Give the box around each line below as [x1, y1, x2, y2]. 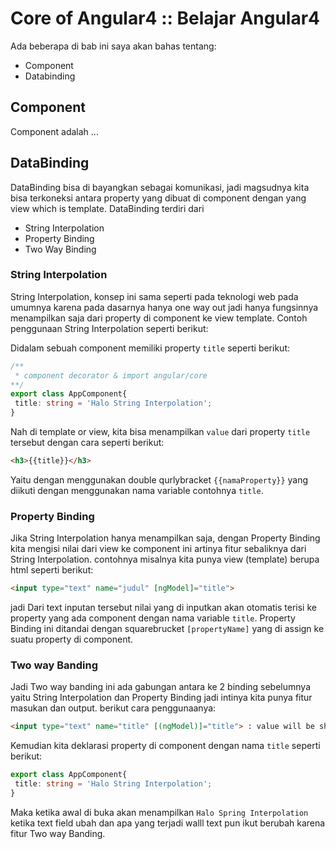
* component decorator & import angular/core [14, 370, 208, 381]
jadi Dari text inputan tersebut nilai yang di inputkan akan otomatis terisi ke [10, 602, 317, 614]
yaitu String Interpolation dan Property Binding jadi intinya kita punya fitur [10, 692, 313, 704]
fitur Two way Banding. [10, 827, 106, 839]
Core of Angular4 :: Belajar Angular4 [10, 7, 321, 30]
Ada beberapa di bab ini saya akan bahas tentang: [10, 40, 217, 52]
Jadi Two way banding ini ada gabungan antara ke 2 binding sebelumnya [10, 681, 312, 693]
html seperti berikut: [10, 564, 94, 576]
